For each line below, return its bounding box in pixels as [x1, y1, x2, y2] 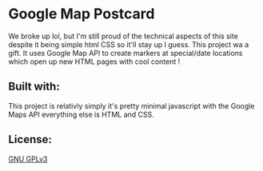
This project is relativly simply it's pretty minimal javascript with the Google [8, 101, 255, 110]
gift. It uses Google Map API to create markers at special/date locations [8, 48, 243, 58]
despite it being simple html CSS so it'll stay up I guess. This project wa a [8, 39, 249, 49]
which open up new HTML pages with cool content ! [8, 57, 181, 66]
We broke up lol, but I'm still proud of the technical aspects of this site [8, 31, 238, 41]
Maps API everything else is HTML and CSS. [8, 109, 154, 119]
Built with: [8, 80, 60, 93]
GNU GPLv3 [8, 153, 48, 164]
